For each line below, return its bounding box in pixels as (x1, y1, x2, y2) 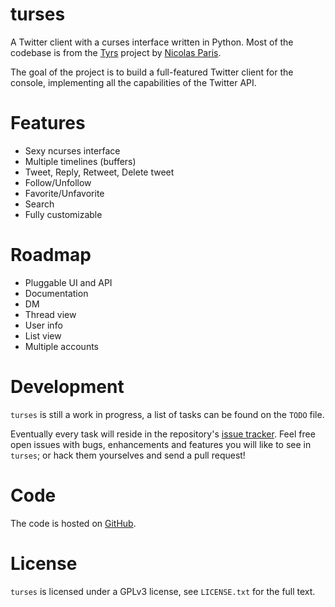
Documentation (24, 287, 89, 299)
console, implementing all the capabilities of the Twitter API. (10, 76, 257, 88)
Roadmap (10, 244, 92, 267)
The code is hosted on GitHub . (10, 517, 137, 529)
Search (24, 198, 55, 210)
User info (24, 319, 63, 331)
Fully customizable (24, 208, 103, 220)
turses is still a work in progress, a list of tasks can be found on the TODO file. (10, 408, 325, 420)
